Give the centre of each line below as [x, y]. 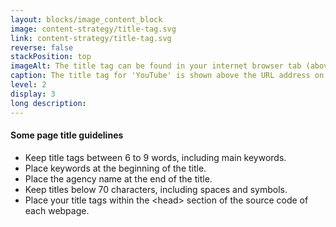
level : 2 [28, 85]
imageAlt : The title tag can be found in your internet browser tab [156, 66]
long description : [48, 103]
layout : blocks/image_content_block [86, 19]
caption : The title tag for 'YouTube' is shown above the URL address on [167, 76]
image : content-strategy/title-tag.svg [93, 29]
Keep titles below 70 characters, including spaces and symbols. [156, 189]
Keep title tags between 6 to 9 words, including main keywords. [155, 157]
